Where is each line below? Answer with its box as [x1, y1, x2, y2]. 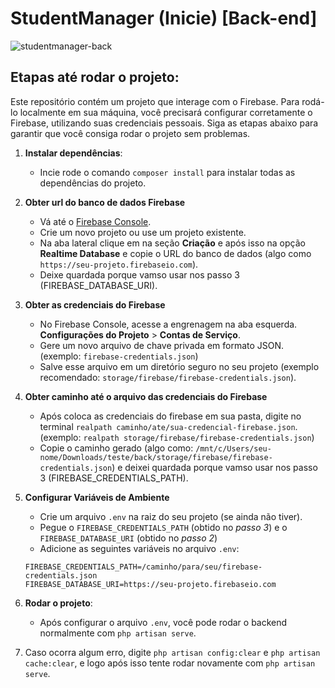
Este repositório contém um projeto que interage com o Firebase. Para [10, 95, 300, 107]
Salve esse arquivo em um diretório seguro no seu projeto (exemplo [39, 360, 320, 372]
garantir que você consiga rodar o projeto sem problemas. [10, 127, 251, 139]
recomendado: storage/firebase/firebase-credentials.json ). [39, 371, 297, 383]
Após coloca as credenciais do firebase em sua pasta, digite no [39, 410, 302, 422]
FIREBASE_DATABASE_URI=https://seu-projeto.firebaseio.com [24, 579, 277, 589]
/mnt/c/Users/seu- [195, 443, 272, 454]
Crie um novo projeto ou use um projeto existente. [39, 226, 247, 238]
